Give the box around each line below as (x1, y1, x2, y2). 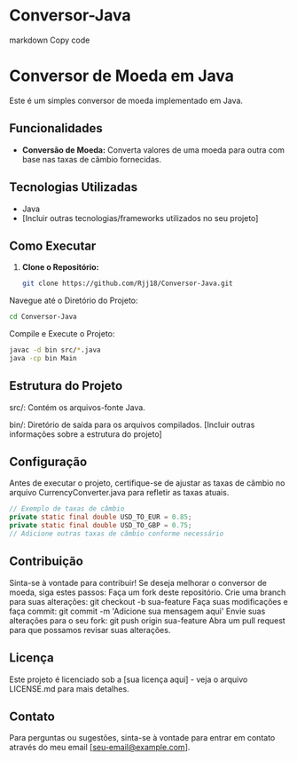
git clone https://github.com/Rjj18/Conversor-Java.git (21, 279, 233, 289)
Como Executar (9, 238, 97, 253)
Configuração (9, 455, 88, 470)
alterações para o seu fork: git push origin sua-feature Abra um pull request (9, 614, 285, 626)
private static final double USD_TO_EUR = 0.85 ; (9, 512, 192, 522)
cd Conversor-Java (9, 313, 77, 321)
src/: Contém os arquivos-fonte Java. (9, 401, 146, 413)
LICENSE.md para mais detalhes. (9, 683, 130, 694)
